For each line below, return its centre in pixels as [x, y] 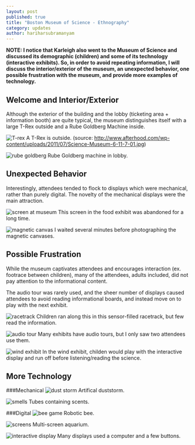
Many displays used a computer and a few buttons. [119, 436]
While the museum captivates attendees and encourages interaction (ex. [94, 269]
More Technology [39, 376]
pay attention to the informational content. [57, 281]
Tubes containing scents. [59, 402]
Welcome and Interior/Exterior [62, 100]
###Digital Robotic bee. [50, 413]
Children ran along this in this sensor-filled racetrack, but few [110, 316]
